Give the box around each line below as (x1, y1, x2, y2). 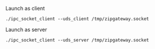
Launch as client (5, 5, 45, 12)
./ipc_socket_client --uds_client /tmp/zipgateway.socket (5, 16, 149, 22)
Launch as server (5, 26, 47, 33)
